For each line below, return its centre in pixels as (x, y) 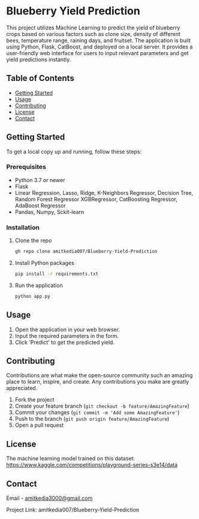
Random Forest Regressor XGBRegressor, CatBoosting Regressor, (96, 199)
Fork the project (35, 400)
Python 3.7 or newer (40, 180)
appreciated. (22, 388)
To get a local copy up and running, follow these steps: (74, 152)
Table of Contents (40, 78)
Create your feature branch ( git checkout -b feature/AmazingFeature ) (102, 406)
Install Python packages (45, 263)
